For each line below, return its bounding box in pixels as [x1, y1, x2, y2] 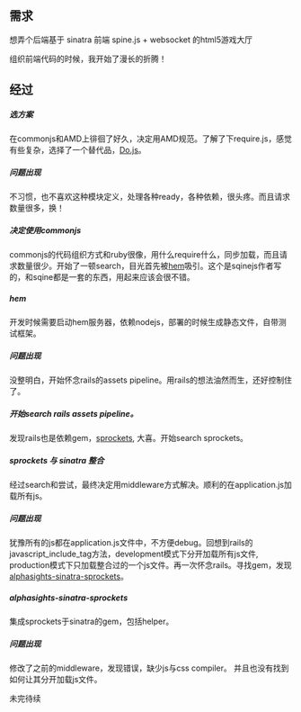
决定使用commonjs [9, 224, 82, 236]
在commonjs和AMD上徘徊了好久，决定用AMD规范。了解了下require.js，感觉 [9, 133, 292, 144]
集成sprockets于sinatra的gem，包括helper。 [9, 616, 174, 626]
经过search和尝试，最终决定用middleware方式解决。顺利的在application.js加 [9, 479, 292, 490]
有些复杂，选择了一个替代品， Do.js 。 [9, 145, 146, 156]
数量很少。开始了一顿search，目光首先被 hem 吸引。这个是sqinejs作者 [16, 260, 274, 272]
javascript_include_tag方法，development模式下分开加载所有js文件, [9, 548, 259, 559]
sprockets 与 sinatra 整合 [9, 455, 105, 465]
